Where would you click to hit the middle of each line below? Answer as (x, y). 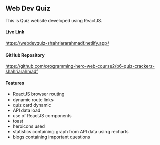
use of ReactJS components (42, 116)
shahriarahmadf (22, 71)
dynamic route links (33, 100)
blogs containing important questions (51, 137)
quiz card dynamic (32, 105)
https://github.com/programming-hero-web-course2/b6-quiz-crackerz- (80, 66)
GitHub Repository (25, 55)
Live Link (15, 32)
